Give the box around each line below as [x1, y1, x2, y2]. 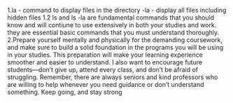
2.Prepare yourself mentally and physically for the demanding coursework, [7, 36, 223, 44]
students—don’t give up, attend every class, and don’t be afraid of [7, 66, 198, 74]
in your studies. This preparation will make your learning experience [7, 50, 203, 59]
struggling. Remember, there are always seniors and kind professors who [7, 73, 218, 81]
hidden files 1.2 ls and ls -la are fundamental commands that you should [7, 13, 215, 22]
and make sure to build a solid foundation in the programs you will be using [7, 43, 224, 51]
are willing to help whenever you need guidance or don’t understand [7, 81, 204, 88]
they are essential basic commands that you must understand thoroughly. [7, 28, 220, 36]
